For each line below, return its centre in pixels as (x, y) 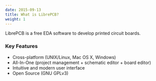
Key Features (22, 46)
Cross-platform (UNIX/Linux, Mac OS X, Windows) (64, 57)
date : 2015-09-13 (23, 10)
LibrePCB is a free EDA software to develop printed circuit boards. (73, 33)
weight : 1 (15, 19)
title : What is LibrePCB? (32, 14)
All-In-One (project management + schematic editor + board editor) (81, 62)
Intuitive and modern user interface (49, 67)
